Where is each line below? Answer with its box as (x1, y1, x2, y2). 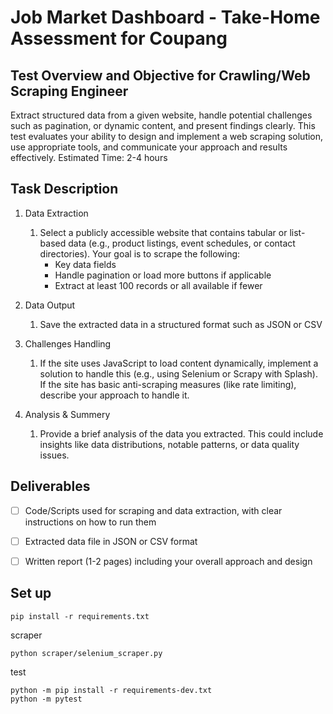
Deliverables (10, 478, 91, 495)
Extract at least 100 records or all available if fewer (54, 279, 263, 291)
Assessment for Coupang (10, 27, 228, 50)
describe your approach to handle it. (39, 389, 190, 401)
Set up (10, 585, 52, 602)
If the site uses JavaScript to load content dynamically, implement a (39, 357, 319, 369)
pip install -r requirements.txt (10, 611, 150, 621)
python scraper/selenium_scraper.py (10, 648, 163, 658)
